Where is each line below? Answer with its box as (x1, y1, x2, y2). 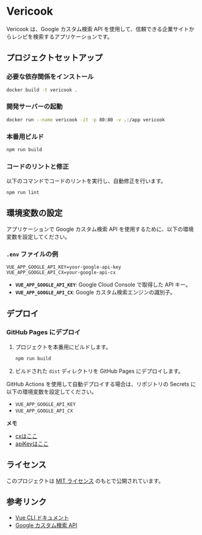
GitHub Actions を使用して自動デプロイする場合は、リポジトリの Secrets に (6, 380, 197, 387)
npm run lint (6, 190, 40, 196)
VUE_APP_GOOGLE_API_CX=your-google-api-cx (6, 269, 116, 276)
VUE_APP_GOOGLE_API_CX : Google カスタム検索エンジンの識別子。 (15, 289, 176, 296)
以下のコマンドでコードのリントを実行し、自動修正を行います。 (6, 178, 167, 185)
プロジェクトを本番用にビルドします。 (15, 343, 112, 350)
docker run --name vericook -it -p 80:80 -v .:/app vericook (6, 116, 165, 123)
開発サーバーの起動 (6, 102, 63, 111)
